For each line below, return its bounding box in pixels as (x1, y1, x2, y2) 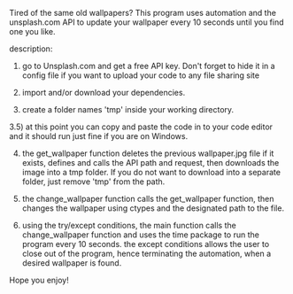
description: (9, 43, 53, 54)
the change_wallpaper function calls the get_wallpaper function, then (21, 194, 274, 204)
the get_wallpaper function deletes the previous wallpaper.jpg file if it (21, 148, 274, 159)
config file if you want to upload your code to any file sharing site (21, 70, 259, 81)
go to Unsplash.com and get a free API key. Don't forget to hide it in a (21, 61, 276, 71)
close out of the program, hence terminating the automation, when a (21, 248, 272, 259)
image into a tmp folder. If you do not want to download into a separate (21, 167, 281, 177)
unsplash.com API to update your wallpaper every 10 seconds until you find (9, 17, 285, 27)
